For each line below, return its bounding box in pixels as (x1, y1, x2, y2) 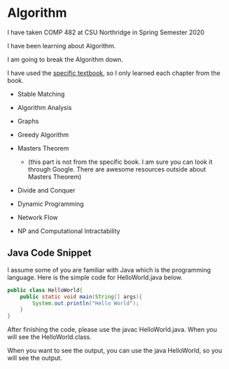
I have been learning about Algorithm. (7, 41, 116, 50)
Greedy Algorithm (17, 130, 69, 139)
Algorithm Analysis (17, 103, 72, 111)
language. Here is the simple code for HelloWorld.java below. (7, 273, 183, 281)
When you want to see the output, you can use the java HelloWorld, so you (7, 347, 223, 355)
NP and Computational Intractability (17, 226, 120, 235)
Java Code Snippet (7, 247, 92, 259)
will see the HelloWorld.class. (7, 333, 92, 341)
